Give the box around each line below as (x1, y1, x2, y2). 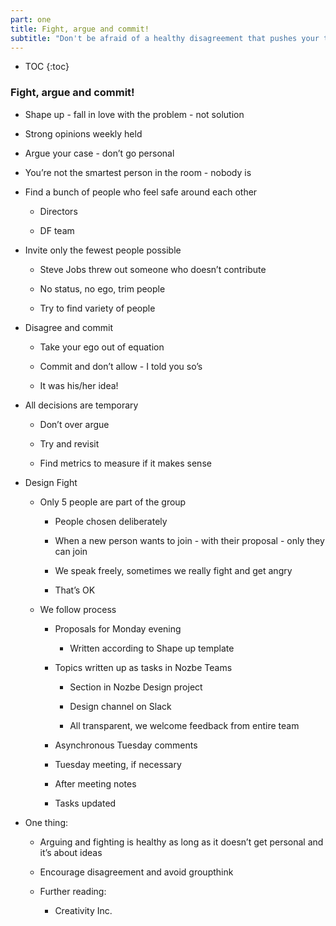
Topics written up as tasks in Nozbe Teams (54, 661, 233, 673)
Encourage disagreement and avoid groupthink (39, 866, 234, 878)
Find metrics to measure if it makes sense (39, 457, 212, 469)
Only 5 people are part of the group (39, 496, 187, 508)
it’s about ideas (39, 846, 103, 858)
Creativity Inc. (54, 904, 113, 916)
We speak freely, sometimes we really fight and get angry (54, 564, 293, 576)
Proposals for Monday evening (54, 622, 182, 635)
